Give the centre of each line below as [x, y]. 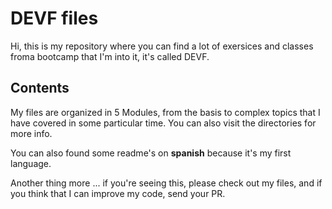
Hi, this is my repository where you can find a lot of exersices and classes [162, 46]
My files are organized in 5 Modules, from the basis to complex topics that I [165, 112]
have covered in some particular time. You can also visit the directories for [163, 123]
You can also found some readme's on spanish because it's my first [151, 153]
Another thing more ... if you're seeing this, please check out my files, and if [166, 183]
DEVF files [54, 18]
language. [31, 163]
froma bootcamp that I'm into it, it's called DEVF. [110, 56]
